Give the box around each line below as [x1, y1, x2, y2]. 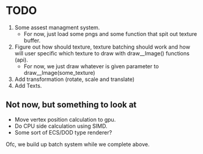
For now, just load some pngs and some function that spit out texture [23, 30, 197, 37]
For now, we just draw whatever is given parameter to [23, 62, 160, 70]
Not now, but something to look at [6, 100, 137, 110]
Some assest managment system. [14, 24, 100, 31]
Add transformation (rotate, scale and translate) [14, 75, 135, 83]
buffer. [23, 37, 41, 44]
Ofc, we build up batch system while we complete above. [6, 141, 150, 148]
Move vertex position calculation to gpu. [14, 116, 116, 123]
